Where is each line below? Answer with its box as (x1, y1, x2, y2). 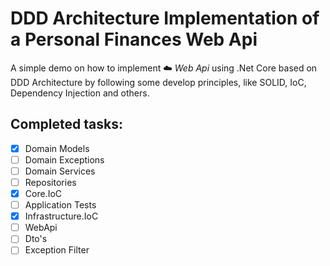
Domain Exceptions (24, 153, 105, 166)
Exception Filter (24, 244, 90, 256)
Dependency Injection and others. (10, 87, 150, 99)
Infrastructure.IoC (24, 210, 99, 222)
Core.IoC (24, 188, 63, 199)
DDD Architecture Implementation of (10, 7, 320, 30)
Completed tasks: (10, 116, 123, 133)
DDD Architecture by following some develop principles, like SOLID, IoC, (10, 76, 307, 88)
